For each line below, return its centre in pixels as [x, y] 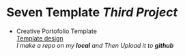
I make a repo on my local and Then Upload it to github [95, 45]
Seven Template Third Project [92, 12]
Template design [40, 38]
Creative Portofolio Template [56, 31]
